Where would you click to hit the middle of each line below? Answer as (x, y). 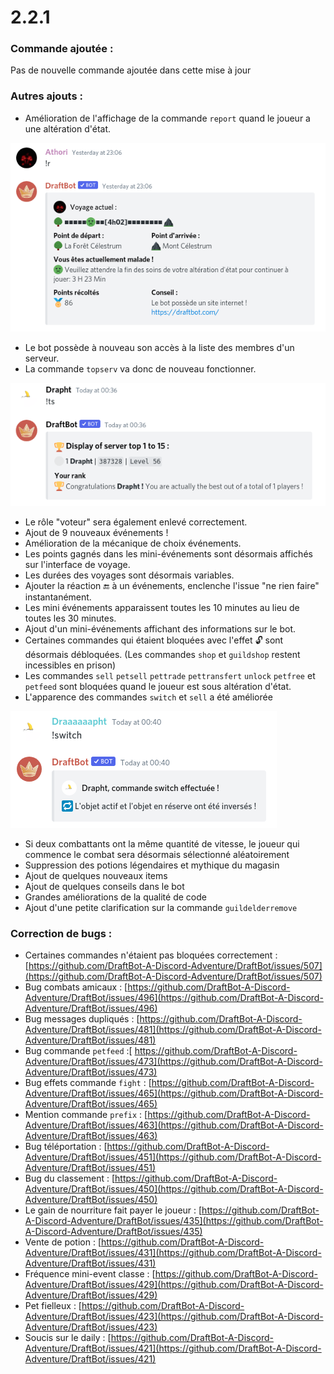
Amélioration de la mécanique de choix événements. (133, 543)
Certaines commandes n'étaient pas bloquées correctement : (151, 955)
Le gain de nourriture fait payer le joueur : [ (113, 1210)
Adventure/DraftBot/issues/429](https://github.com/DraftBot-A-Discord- (174, 1285)
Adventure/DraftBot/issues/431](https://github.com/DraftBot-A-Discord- (173, 1253)
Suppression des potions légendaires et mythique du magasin (152, 865)
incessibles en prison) (70, 665)
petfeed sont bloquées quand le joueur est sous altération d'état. (158, 687)
